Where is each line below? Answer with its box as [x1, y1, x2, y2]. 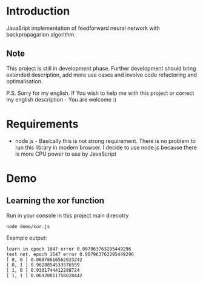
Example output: [6, 234, 47, 241]
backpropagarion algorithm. [6, 30, 76, 38]
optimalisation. [6, 77, 43, 85]
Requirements [6, 117, 79, 131]
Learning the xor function [6, 196, 105, 206]
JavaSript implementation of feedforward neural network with [6, 24, 161, 32]
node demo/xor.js [6, 223, 50, 229]
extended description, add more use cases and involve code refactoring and [6, 71, 197, 78]
